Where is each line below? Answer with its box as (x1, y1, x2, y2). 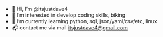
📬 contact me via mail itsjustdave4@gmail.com (11, 24, 128, 31)
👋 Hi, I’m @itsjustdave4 (11, 6, 68, 12)
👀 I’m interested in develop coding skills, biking (11, 12, 125, 18)
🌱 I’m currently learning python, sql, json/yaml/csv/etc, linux (11, 18, 157, 24)
